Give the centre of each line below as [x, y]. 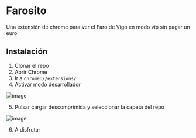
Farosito [26, 11]
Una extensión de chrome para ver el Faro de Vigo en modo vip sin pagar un [98, 27]
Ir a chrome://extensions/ [45, 78]
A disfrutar [27, 129]
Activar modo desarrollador [47, 84]
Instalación [27, 52]
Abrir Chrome [31, 72]
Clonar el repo [32, 65]
